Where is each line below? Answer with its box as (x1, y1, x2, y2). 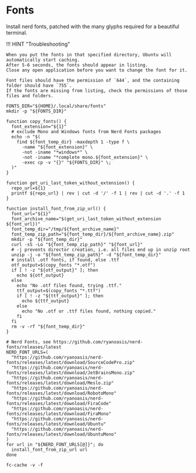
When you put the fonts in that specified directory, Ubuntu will (6, 52, 172, 57)
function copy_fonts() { (6, 118, 67, 124)
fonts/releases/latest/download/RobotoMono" (6, 390, 117, 396)
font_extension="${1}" (11, 124, 67, 130)
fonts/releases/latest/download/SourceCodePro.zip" (6, 359, 135, 365)
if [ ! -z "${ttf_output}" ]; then (16, 292, 104, 299)
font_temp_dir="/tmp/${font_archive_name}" (11, 226, 119, 232)
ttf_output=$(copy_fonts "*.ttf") (16, 288, 101, 294)
